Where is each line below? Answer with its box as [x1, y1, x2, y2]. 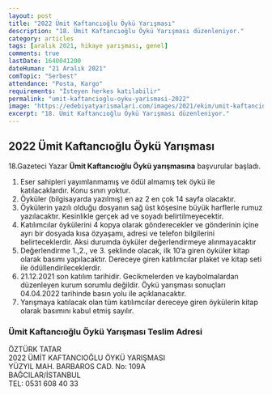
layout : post [8, 11, 53, 20]
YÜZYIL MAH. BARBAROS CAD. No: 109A [8, 362, 146, 372]
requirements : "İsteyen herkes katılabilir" [8, 87, 161, 96]
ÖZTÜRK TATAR [8, 345, 62, 355]
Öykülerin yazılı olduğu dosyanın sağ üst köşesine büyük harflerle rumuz [19, 202, 263, 212]
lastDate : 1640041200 [8, 57, 82, 66]
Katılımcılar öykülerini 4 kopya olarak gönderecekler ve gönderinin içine [19, 219, 259, 229]
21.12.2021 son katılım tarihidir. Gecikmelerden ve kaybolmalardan [19, 271, 239, 281]
